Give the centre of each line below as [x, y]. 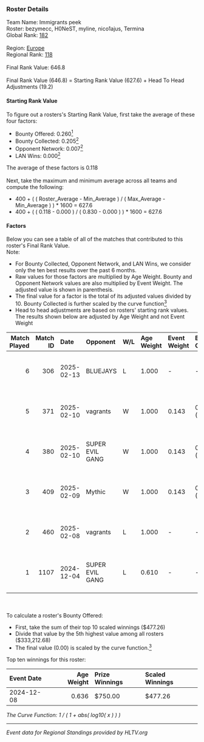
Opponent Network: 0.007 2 [49, 148]
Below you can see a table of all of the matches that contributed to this [95, 239]
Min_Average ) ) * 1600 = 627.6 [54, 205]
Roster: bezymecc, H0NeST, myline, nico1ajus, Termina [75, 29]
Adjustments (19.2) [30, 87]
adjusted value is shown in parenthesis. [64, 290]
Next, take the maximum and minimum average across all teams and [92, 180]
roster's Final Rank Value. [38, 246]
